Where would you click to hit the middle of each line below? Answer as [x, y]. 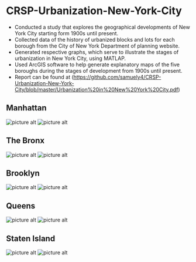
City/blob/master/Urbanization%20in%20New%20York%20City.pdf [96, 89]
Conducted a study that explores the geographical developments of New [102, 27]
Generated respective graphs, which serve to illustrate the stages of [97, 52]
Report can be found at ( [44, 77]
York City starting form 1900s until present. [66, 33]
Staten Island [31, 238]
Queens [21, 206]
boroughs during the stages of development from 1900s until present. [98, 70]
